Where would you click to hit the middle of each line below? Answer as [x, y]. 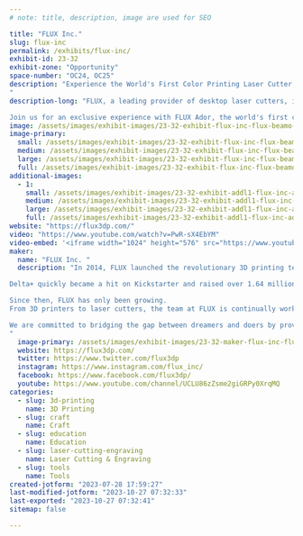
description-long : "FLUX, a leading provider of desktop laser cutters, [149, 101]
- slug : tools [44, 468]
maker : [22, 251]
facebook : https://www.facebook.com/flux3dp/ [105, 376]
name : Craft [48, 426]
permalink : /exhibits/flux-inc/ [70, 50]
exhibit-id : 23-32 [44, 59]
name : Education [56, 442]
